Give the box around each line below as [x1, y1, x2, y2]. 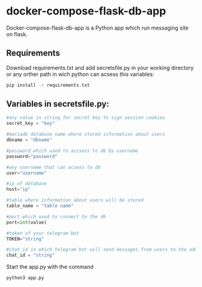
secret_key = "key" [6, 121, 55, 127]
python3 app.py [6, 275, 44, 281]
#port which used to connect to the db [6, 213, 106, 219]
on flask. [6, 30, 28, 37]
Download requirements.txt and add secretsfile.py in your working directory [6, 64, 194, 71]
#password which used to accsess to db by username [6, 148, 138, 154]
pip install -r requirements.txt [6, 82, 90, 88]
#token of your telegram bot [6, 230, 79, 236]
